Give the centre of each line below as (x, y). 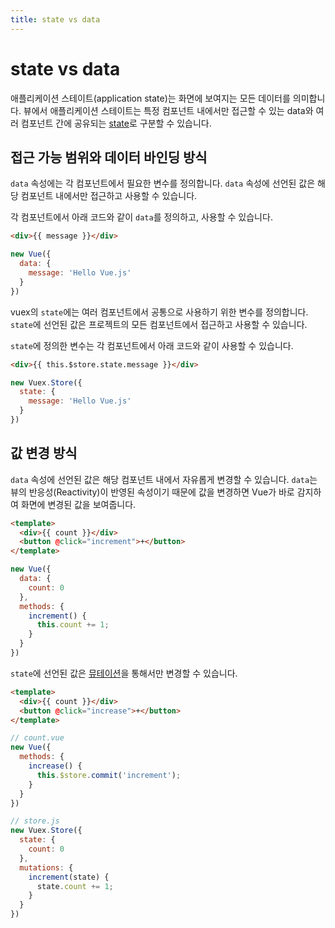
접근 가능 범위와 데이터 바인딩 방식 (109, 157)
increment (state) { (69, 877)
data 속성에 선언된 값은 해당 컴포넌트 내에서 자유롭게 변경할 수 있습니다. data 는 (164, 479)
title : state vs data (55, 19)
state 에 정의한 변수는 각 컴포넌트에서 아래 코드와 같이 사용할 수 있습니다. (152, 345)
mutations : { (46, 867)
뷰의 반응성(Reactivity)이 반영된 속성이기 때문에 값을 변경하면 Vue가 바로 (152, 492)
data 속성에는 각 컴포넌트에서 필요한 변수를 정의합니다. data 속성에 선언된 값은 (163, 183)
